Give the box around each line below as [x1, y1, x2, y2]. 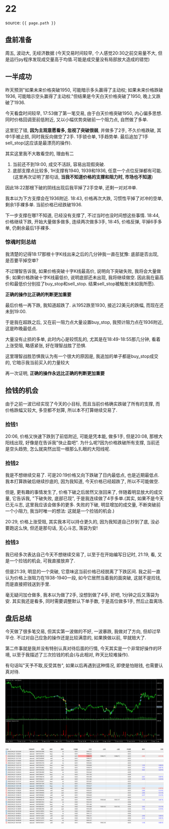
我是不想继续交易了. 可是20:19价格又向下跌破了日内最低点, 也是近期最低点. [5, 472, 159, 478]
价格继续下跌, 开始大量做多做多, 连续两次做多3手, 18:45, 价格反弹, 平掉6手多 [5, 218, 162, 224]
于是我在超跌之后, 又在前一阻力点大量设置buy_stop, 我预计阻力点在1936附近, [5, 319, 163, 325]
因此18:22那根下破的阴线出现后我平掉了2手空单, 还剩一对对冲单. [5, 185, 138, 191]
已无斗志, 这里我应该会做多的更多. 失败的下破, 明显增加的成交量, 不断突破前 [5, 502, 161, 508]
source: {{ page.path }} [5, 20, 56, 26]
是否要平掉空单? [5, 257, 39, 263]
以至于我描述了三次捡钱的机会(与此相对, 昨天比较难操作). [12, 652, 130, 658]
